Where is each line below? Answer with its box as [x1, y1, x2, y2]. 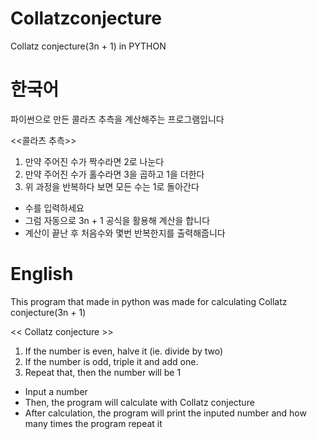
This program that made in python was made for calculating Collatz [10, 295, 288, 307]
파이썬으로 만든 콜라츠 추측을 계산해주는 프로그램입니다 [10, 113, 225, 125]
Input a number [24, 385, 88, 397]
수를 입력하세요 [24, 202, 85, 214]
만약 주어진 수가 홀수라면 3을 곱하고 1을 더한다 [24, 168, 205, 180]
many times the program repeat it [24, 417, 163, 429]
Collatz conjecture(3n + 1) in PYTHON [10, 40, 167, 52]
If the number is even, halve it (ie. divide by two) [24, 345, 224, 357]
